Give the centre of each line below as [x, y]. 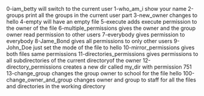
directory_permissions [34, 67]
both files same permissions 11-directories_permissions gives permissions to [102, 54]
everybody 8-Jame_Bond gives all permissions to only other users [89, 41]
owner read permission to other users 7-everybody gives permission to [96, 35]
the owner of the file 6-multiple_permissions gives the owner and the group [101, 28]
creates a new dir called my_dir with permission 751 [127, 67]
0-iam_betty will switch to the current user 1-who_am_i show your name [97, 9]
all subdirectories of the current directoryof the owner [74, 60]
